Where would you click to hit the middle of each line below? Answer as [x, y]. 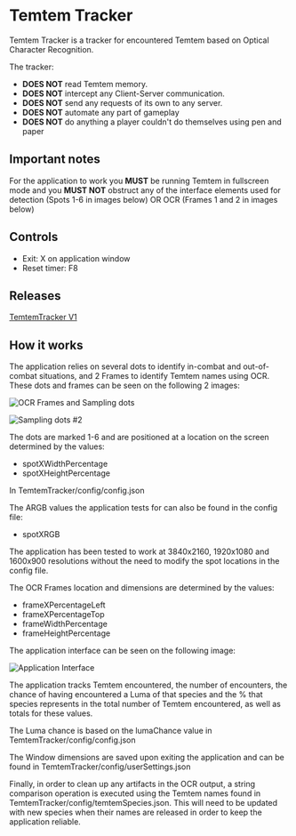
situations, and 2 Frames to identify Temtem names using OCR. [154, 376]
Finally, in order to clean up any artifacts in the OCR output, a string [132, 784]
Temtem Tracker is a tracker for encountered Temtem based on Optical [139, 40]
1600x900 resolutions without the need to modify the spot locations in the [144, 561]
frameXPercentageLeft [64, 605]
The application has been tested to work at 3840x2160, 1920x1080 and [139, 551]
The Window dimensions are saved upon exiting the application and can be [147, 758]
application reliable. [45, 822]
